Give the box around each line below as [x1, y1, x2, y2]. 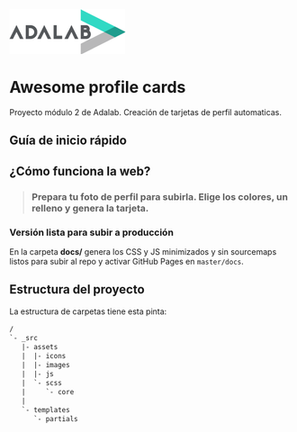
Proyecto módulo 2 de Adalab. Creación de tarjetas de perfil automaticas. [9, 106, 282, 117]
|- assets [21, 342, 58, 351]
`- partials [32, 414, 78, 423]
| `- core [21, 387, 75, 396]
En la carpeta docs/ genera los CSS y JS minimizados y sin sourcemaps [9, 246, 277, 256]
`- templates [21, 405, 70, 414]
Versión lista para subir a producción [9, 226, 174, 238]
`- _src [9, 333, 39, 342]
